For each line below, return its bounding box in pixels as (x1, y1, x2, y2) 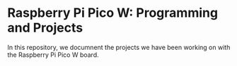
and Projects (7, 20, 83, 36)
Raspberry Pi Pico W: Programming (7, 5, 218, 21)
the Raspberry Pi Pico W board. (7, 51, 99, 59)
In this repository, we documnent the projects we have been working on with (7, 43, 231, 51)
